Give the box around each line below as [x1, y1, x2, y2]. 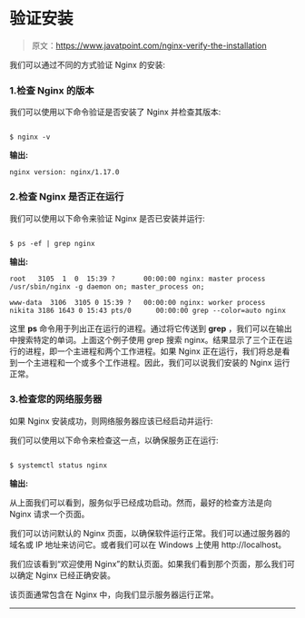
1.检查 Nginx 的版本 [9, 83, 94, 96]
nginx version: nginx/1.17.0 [9, 168, 120, 177]
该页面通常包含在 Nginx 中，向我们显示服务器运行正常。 [9, 589, 220, 600]
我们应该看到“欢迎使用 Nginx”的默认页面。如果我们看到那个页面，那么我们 [9, 558, 288, 569]
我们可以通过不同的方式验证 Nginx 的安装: [9, 59, 166, 70]
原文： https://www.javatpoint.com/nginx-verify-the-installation [31, 40, 268, 51]
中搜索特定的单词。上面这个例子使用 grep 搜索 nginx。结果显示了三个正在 [9, 334, 285, 345]
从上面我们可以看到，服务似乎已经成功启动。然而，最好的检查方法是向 [9, 496, 272, 508]
